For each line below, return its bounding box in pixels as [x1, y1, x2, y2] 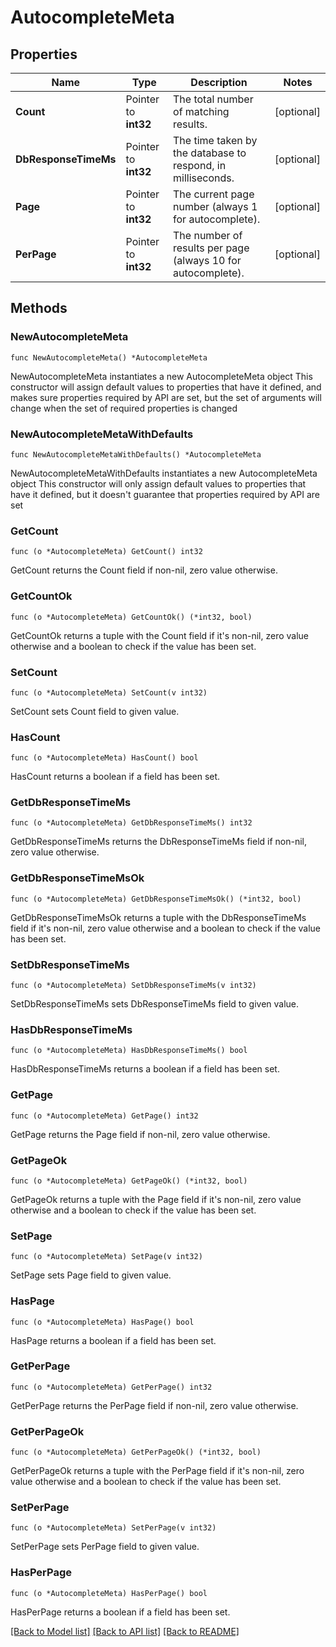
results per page [173, 241, 250, 255]
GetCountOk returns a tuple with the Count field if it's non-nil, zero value [10, 629, 310, 641]
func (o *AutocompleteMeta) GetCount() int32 [10, 547, 203, 557]
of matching [173, 105, 230, 118]
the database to [173, 146, 247, 160]
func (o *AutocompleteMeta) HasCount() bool [10, 753, 199, 763]
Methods [10, 300, 68, 317]
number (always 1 [173, 200, 258, 213]
